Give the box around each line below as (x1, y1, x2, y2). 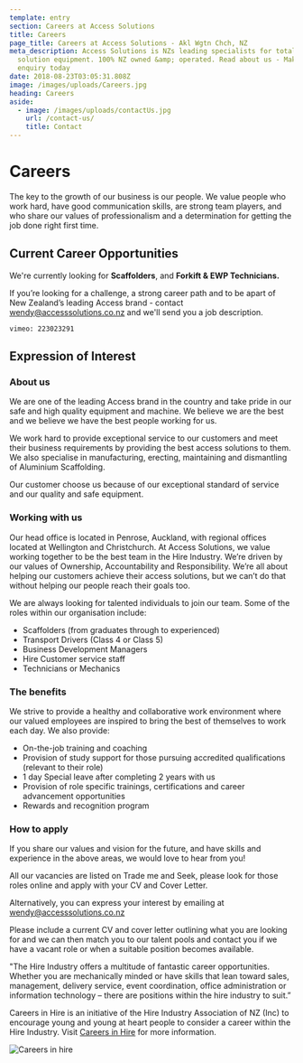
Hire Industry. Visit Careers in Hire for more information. (9, 1027, 216, 1038)
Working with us (9, 511, 83, 524)
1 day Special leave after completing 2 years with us (22, 771, 216, 782)
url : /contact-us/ (25, 114, 95, 123)
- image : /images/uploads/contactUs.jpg (17, 106, 171, 115)
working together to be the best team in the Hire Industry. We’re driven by (9, 551, 283, 562)
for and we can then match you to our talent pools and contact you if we (9, 934, 278, 945)
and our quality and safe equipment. (9, 489, 144, 499)
